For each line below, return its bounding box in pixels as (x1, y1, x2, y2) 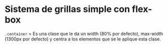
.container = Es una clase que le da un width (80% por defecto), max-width (5, 30, 163, 36)
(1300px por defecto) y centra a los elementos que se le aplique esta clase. (5, 36, 161, 42)
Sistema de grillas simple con (5, 3, 130, 15)
